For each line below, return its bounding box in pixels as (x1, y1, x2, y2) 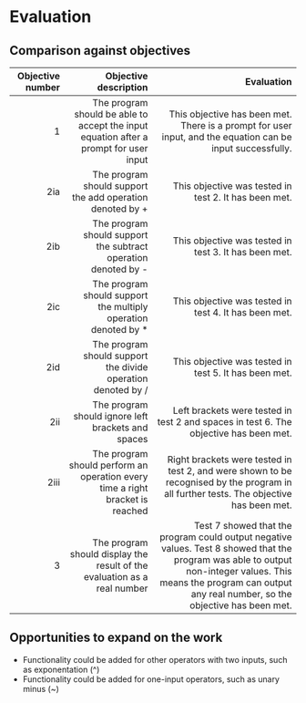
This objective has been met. (168, 108, 292, 120)
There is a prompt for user (180, 119, 292, 131)
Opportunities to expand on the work (9, 630, 223, 646)
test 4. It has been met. (194, 306, 292, 318)
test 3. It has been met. (194, 246, 292, 258)
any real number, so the (190, 588, 292, 600)
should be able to (74, 108, 148, 120)
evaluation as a (83, 571, 148, 583)
